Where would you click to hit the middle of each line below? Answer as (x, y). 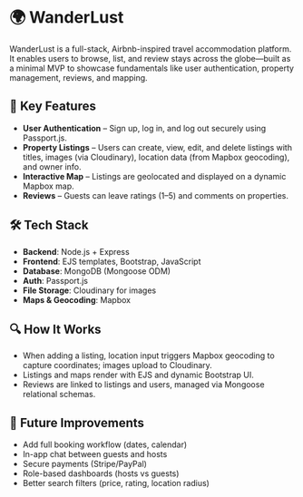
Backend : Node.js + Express (76, 251)
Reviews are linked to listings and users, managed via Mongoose (143, 385)
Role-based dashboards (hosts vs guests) (101, 473)
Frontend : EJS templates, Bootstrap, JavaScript (112, 261)
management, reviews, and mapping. (78, 77)
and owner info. (52, 166)
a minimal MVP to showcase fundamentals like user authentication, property (152, 68)
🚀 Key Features (53, 107)
